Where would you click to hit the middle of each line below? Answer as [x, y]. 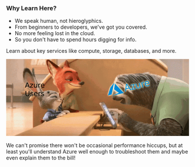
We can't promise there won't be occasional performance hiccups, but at [95, 145]
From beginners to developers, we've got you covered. [81, 27]
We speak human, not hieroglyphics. [59, 21]
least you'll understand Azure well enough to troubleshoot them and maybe [97, 152]
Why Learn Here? [31, 8]
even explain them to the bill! [41, 158]
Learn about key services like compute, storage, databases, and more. [91, 51]
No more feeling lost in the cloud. [55, 33]
